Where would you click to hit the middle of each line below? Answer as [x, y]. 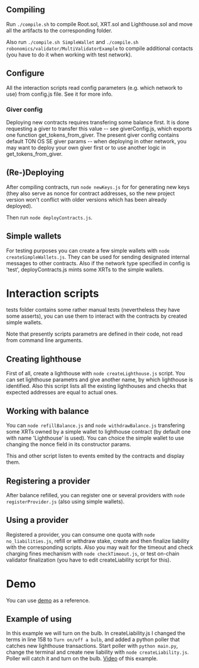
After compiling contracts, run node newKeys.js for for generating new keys [98, 187]
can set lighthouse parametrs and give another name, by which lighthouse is [99, 380]
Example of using [39, 619]
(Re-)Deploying [35, 173]
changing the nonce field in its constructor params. [69, 444]
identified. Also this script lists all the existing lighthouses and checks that [97, 386]
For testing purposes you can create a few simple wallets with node [88, 250]
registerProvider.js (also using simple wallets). [65, 501]
